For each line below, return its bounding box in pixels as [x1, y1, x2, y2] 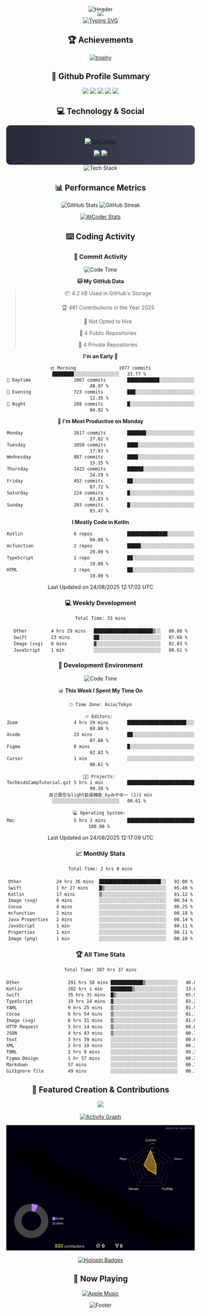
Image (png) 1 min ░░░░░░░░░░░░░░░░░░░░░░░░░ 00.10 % [8, 935, 193, 942]
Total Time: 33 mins [74, 615, 127, 621]
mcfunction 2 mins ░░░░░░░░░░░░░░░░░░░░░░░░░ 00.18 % [8, 910, 193, 917]
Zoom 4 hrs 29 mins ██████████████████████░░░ [7, 719, 194, 726]
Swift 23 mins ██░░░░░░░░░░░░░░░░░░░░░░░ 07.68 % [13, 634, 188, 640]
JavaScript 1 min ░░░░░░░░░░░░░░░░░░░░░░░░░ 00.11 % [8, 923, 193, 929]
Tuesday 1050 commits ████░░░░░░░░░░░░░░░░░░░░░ [7, 442, 194, 448]
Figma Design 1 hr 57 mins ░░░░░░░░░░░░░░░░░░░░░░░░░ [6, 1055, 178, 1062]
